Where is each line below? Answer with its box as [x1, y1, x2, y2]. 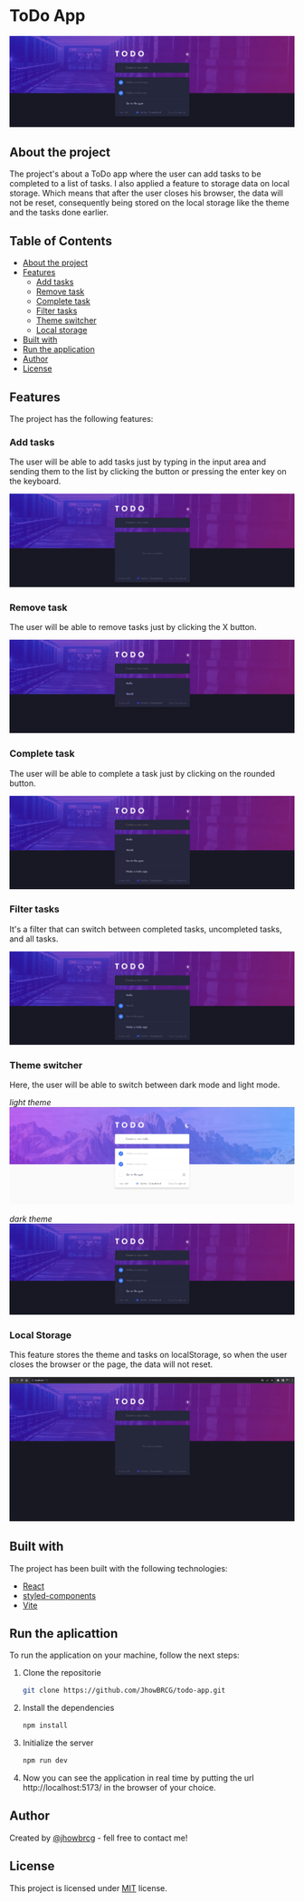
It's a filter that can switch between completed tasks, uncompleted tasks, [9, 923, 282, 934]
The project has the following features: [9, 413, 154, 424]
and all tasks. [9, 933, 59, 944]
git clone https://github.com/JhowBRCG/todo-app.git [22, 1686, 226, 1696]
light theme [9, 1096, 52, 1107]
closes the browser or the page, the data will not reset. [9, 1359, 214, 1370]
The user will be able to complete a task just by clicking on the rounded [9, 768, 276, 779]
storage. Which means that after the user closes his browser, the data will [9, 187, 283, 199]
